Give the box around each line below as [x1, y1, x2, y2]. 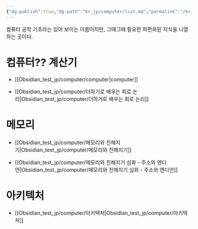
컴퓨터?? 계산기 [6, 55, 78, 69]
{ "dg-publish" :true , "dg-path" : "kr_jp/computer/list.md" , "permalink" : [6, 8, 181, 15]
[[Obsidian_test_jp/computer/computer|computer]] [14, 76, 138, 83]
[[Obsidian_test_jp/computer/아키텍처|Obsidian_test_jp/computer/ [14, 210, 174, 217]
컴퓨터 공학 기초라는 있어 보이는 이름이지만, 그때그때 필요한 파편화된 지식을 [6, 25, 178, 32]
